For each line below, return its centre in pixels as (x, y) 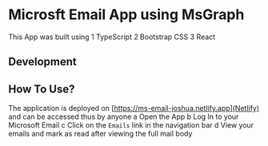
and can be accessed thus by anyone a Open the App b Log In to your (124, 116)
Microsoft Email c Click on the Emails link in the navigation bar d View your (131, 125)
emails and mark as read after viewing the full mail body (100, 134)
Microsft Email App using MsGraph (126, 15)
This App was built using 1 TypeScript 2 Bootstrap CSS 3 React (112, 37)
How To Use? (42, 89)
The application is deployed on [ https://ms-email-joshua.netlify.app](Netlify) (134, 109)
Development (43, 62)
